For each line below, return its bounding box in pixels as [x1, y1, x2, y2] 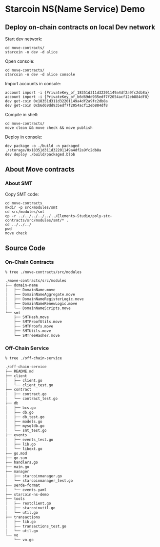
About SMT [5, 180, 33, 187]
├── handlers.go [5, 460, 38, 465]
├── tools [5, 497, 25, 501]
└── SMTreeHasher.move [14, 333, 60, 338]
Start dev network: [5, 36, 42, 42]
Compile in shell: [5, 112, 39, 117]
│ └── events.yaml [5, 487, 47, 492]
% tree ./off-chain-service [5, 356, 62, 361]
